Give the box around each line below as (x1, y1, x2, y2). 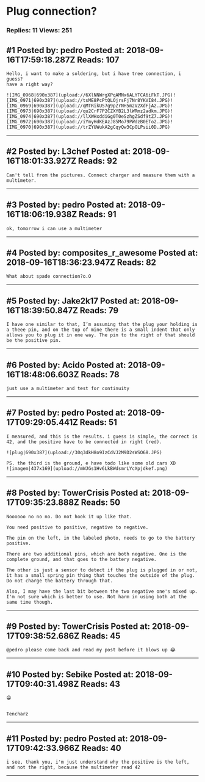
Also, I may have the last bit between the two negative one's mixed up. (6, 588, 198, 595)
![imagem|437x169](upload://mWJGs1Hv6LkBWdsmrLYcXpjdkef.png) (6, 465, 168, 471)
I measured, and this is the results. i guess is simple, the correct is (6, 433, 198, 440)
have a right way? (6, 81, 53, 87)
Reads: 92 (78, 156, 118, 166)
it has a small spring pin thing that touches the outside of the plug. (6, 572, 195, 578)
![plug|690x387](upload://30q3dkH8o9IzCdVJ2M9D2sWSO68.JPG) (6, 449, 163, 455)
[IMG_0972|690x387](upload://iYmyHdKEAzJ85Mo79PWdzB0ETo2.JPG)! (6, 118, 173, 125)
